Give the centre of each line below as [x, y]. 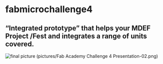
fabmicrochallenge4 [49, 9]
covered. [20, 44]
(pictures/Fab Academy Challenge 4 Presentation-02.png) [97, 56]
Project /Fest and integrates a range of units [76, 36]
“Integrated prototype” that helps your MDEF [78, 28]
